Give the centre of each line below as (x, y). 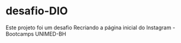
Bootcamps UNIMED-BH (36, 33)
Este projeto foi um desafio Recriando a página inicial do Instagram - (91, 27)
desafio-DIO (37, 11)
